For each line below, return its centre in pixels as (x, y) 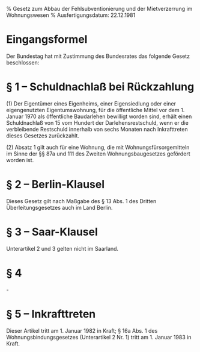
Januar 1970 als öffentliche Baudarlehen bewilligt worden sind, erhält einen (99, 116)
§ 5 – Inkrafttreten (51, 314)
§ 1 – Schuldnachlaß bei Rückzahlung (100, 87)
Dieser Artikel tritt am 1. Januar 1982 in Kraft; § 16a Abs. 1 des (82, 330)
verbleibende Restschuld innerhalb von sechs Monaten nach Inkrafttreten (97, 129)
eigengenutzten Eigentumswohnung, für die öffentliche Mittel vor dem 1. (95, 110)
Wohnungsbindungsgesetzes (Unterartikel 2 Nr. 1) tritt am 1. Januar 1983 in (99, 337)
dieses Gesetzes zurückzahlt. (43, 136)
